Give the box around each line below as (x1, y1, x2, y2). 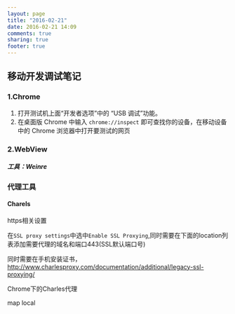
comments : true (7, 29, 52, 37)
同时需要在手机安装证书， (7, 254, 81, 263)
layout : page (7, 10, 46, 18)
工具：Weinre (7, 163, 48, 171)
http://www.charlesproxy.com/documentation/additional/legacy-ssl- (7, 262, 204, 271)
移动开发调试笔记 (7, 71, 81, 83)
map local (7, 299, 36, 307)
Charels (7, 200, 31, 208)
